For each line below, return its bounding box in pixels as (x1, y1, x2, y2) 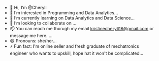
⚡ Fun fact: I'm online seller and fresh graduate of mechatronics (9, 43, 139, 49)
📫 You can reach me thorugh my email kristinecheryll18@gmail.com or (9, 26, 154, 31)
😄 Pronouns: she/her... (9, 38, 57, 43)
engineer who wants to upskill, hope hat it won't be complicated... (9, 50, 144, 56)
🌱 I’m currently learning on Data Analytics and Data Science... (9, 15, 135, 20)
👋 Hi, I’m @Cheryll (9, 5, 47, 10)
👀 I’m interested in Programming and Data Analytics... (9, 10, 118, 16)
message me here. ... (9, 33, 53, 39)
